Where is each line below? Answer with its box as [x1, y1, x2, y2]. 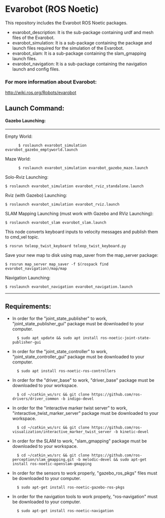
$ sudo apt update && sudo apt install [17, 335, 98, 340]
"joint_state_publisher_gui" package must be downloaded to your [12, 320, 144, 326]
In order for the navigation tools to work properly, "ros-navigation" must [12, 493, 158, 499]
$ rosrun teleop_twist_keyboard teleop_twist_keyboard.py [5, 243, 126, 248]
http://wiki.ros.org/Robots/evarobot [5, 90, 77, 96]
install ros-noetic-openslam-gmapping [12, 461, 92, 466]
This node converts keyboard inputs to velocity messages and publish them [5, 229, 159, 235]
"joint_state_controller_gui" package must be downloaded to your [12, 354, 145, 359]
